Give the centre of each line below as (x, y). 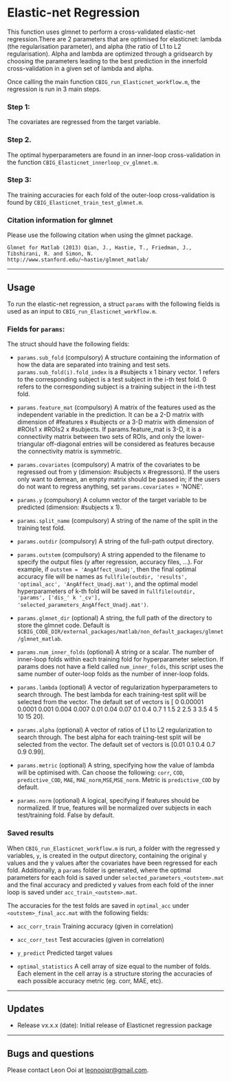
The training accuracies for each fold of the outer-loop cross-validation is (111, 195)
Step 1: (19, 107)
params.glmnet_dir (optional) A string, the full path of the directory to (114, 618)
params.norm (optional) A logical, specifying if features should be (108, 801)
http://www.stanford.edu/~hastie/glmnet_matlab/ (78, 260)
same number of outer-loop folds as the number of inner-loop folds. (113, 674)
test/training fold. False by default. (66, 815)
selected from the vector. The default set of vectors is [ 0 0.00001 (110, 702)
